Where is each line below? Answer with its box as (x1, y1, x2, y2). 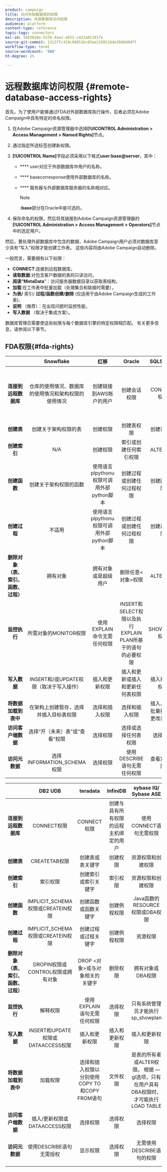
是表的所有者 (131, 1051, 162, 1058)
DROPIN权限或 (33, 961, 67, 968)
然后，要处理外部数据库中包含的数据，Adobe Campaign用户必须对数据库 (5, 238, 154, 244)
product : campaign (5, 7, 43, 12)
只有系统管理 (131, 1000, 162, 1007)
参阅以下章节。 (18, 326, 49, 332)
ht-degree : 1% (5, 53, 35, 59)
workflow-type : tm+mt (5, 44, 50, 49)
